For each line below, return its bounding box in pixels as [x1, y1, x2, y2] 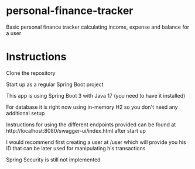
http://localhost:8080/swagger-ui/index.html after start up [6, 127, 146, 134]
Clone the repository [6, 69, 56, 77]
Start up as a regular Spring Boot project [6, 81, 104, 88]
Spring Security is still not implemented [6, 156, 101, 163]
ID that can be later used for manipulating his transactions [6, 144, 146, 151]
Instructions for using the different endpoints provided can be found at [6, 121, 176, 128]
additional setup [6, 109, 45, 116]
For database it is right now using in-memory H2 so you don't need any [6, 104, 178, 111]
